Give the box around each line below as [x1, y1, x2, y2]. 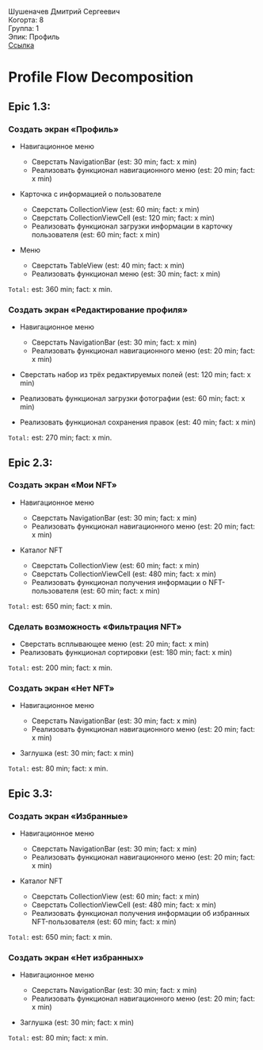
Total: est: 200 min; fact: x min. [8, 663, 113, 673]
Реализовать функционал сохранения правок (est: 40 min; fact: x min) [19, 417, 256, 427]
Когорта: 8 [8, 15, 44, 25]
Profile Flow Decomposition [8, 68, 194, 87]
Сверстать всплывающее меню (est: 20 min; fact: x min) [19, 639, 209, 649]
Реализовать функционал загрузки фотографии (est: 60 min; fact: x [19, 394, 246, 403]
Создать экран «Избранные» [8, 810, 128, 821]
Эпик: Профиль [8, 32, 60, 41]
